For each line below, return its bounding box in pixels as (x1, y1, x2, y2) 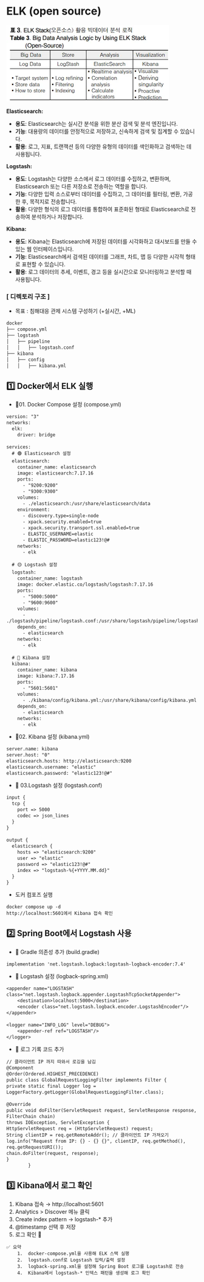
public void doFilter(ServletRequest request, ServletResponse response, (6, 1107, 197, 1113)
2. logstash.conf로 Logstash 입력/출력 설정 (17, 1256, 126, 1263)
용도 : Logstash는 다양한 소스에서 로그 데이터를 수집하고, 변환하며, (15, 175, 171, 182)
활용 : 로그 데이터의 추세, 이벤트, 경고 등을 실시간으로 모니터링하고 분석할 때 (15, 268, 192, 275)
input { (6, 795, 26, 801)
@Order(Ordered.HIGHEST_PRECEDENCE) (6, 1071, 99, 1077)
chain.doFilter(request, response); (6, 1150, 99, 1156)
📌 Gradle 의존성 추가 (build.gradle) (15, 948, 100, 955)
